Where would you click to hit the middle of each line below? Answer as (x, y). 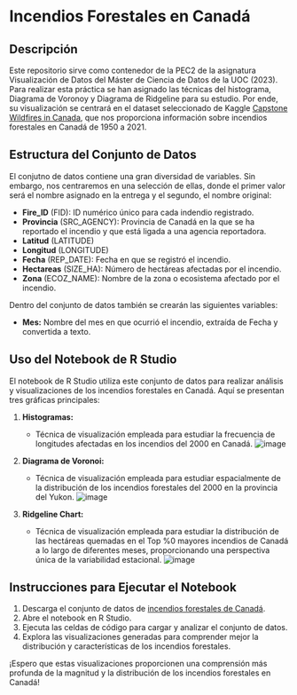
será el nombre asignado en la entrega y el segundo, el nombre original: (141, 195)
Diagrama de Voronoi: (63, 461)
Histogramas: (47, 417)
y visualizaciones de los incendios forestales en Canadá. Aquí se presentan (147, 390)
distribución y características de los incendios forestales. (126, 646)
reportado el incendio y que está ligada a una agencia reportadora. (144, 231)
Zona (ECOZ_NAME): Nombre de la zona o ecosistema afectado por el (151, 278)
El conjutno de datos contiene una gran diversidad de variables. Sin (132, 176)
